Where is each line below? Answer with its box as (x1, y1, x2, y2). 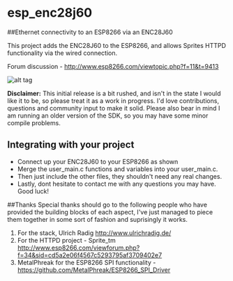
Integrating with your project (7, 139, 135, 151)
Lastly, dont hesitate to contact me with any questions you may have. (17, 179, 216, 188)
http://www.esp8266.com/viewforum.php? (17, 243, 140, 252)
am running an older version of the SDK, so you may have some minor (7, 111, 209, 120)
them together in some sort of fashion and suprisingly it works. (7, 215, 188, 223)
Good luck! (17, 186, 49, 195)
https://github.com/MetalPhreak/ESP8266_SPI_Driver (17, 266, 171, 274)
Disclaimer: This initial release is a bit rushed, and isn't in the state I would (7, 89, 221, 97)
